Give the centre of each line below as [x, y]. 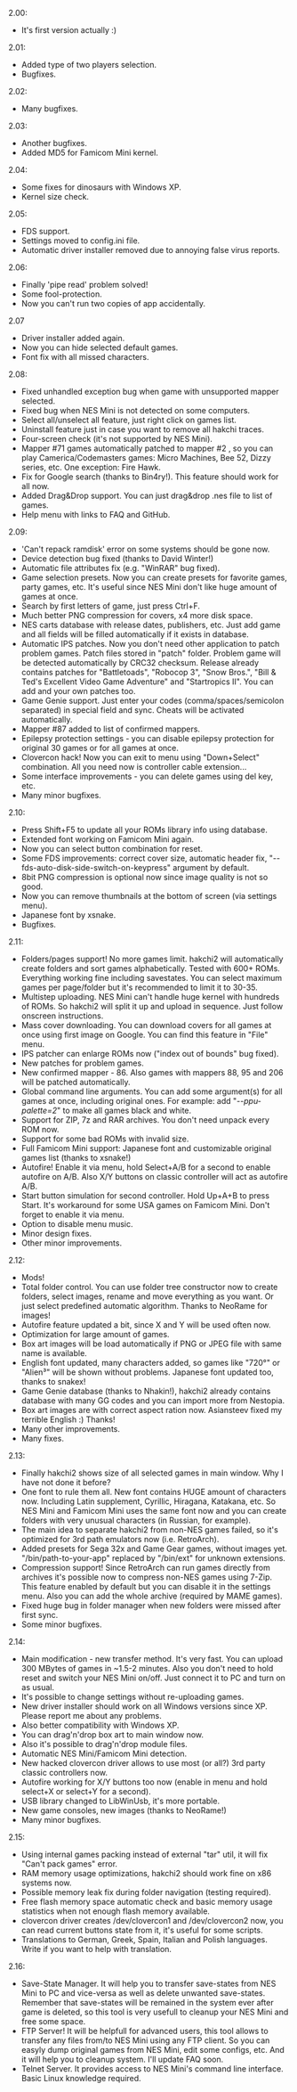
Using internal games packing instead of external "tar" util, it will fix [144, 1854]
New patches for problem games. [82, 1063]
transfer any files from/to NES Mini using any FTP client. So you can [145, 2040]
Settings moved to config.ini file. [80, 241]
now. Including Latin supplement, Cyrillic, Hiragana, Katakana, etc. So [148, 1501]
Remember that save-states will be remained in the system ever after [147, 2002]
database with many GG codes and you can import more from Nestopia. [153, 1401]
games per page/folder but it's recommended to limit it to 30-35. [140, 987]
